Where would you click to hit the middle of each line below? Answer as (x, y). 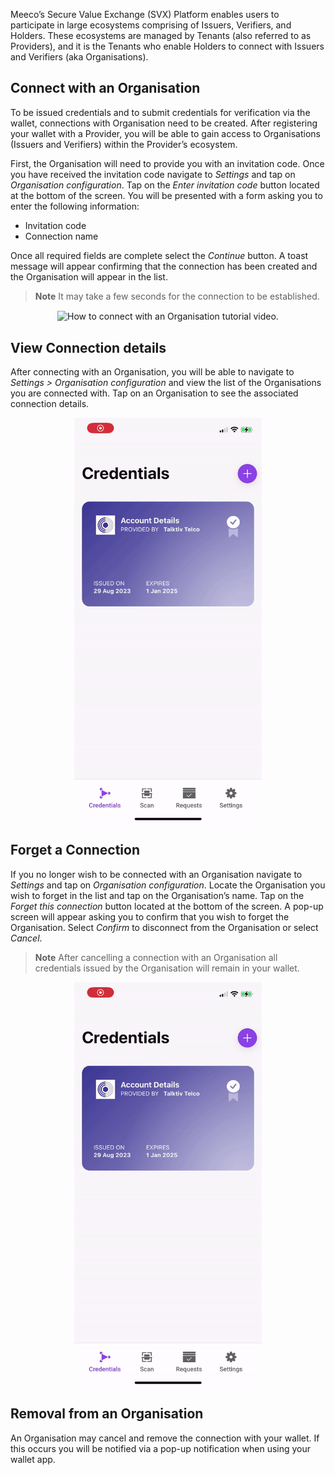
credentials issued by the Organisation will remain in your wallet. (167, 968)
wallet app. (33, 1459)
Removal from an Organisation (107, 1414)
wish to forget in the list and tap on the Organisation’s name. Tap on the (157, 895)
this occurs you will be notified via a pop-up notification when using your (161, 1448)
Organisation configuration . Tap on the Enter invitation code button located (165, 185)
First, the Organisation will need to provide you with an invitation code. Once (167, 163)
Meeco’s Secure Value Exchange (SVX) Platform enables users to (145, 14)
